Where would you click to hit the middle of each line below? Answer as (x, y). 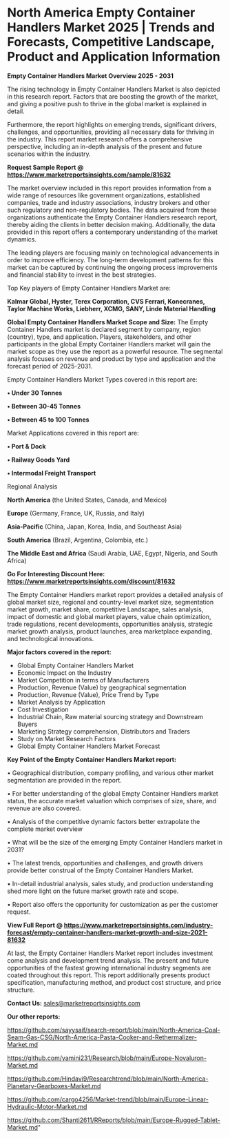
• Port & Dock (27, 446)
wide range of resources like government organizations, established (104, 195)
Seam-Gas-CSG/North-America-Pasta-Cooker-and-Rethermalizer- (102, 1037)
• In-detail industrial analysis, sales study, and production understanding (110, 883)
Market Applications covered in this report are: (73, 433)
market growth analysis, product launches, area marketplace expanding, (109, 631)
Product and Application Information (114, 57)
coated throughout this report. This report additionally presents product (108, 975)
